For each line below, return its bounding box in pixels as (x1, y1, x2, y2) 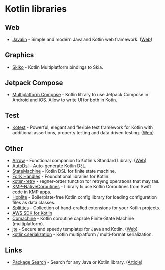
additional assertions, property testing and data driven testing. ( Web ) (12, 130, 154, 136)
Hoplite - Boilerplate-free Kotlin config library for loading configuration (12, 194, 157, 200)
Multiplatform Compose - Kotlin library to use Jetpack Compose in (12, 91, 149, 97)
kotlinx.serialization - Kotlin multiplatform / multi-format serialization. (12, 231, 153, 237)
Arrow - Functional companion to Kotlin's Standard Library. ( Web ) (12, 158, 147, 164)
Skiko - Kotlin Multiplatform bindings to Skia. (12, 64, 103, 70)
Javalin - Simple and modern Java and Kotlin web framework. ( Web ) (12, 36, 153, 42)
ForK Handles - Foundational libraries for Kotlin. (12, 173, 110, 180)
